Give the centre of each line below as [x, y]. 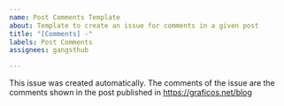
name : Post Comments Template [65, 17]
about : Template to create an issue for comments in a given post [134, 26]
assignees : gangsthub [49, 50]
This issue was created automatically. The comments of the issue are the [142, 83]
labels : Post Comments [51, 42]
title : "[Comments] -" [51, 34]
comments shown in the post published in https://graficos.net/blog [130, 93]
